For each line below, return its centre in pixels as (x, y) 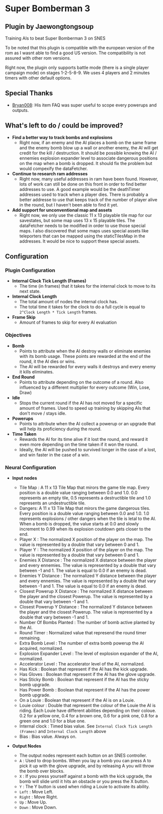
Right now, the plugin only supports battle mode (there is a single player (77, 67)
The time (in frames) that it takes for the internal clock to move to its (87, 286)
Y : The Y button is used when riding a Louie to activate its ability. (84, 786)
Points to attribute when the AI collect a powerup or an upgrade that (87, 423)
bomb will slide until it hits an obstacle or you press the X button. (84, 781)
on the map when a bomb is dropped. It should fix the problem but (86, 163)
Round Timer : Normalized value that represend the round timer (83, 632)
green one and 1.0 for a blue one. (53, 721)
